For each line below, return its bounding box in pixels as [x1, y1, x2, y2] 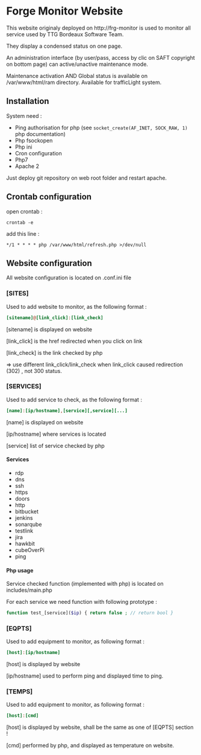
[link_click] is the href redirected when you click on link [6, 337, 143, 345]
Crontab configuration [6, 192, 92, 202]
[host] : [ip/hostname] [6, 650, 61, 656]
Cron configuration [14, 149, 62, 157]
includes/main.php [6, 586, 52, 594]
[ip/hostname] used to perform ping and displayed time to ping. [6, 672, 164, 679]
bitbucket [14, 508, 39, 515]
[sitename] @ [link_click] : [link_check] [6, 314, 104, 321]
